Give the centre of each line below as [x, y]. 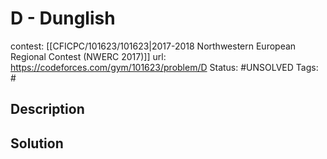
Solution [37, 143]
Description [47, 109]
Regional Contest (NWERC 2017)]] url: [88, 56]
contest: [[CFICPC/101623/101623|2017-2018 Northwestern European [153, 46]
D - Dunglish [63, 18]
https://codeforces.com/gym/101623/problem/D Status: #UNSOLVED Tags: [164, 67]
